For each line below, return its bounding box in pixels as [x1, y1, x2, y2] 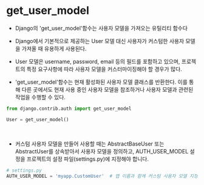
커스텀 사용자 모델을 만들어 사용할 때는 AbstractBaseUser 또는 [15, 140, 165, 147]
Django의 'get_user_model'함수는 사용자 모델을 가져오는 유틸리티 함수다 [15, 24, 188, 32]
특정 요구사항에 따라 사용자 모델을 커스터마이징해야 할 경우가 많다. [26, 65, 182, 73]
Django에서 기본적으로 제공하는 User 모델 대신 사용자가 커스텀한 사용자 [15, 37, 185, 44]
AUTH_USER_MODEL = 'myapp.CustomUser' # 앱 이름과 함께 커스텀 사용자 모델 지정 [6, 173, 199, 179]
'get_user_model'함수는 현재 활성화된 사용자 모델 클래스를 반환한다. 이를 [15, 78, 188, 86]
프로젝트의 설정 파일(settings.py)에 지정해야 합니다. [26, 155, 149, 163]
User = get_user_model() [6, 116, 69, 123]
